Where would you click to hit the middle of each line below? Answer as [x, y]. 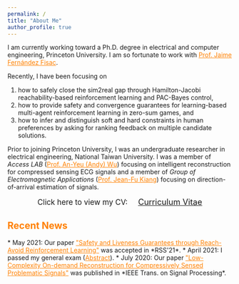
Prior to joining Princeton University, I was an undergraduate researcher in [116, 149]
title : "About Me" [35, 21]
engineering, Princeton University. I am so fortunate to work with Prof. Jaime [120, 55]
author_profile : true [40, 27]
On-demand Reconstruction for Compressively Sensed [123, 265]
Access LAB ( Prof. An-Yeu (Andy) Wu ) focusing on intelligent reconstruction [119, 164]
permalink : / [27, 14]
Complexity [24, 265]
